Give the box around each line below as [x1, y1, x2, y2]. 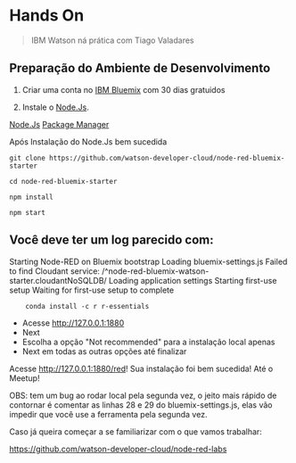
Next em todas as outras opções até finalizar [21, 345, 187, 357]
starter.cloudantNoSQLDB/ [9, 275, 107, 285]
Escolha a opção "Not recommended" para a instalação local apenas [21, 336, 275, 347]
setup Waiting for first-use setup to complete [9, 285, 175, 295]
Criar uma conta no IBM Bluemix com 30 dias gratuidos [21, 84, 226, 95]
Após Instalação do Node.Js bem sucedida [9, 136, 168, 147]
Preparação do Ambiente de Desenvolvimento [9, 61, 271, 76]
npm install [9, 193, 53, 202]
